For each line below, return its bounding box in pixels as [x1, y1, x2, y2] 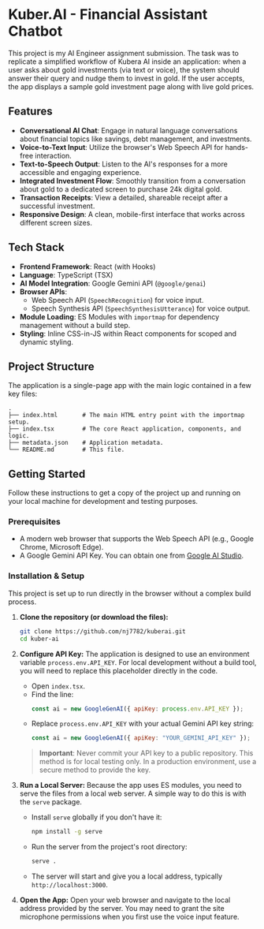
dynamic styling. [19, 337, 73, 346]
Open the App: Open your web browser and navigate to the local [19, 895, 231, 905]
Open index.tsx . [31, 681, 85, 691]
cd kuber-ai [19, 635, 59, 643]
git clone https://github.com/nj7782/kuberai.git [19, 627, 187, 636]
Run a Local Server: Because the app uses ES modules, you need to [19, 781, 242, 790]
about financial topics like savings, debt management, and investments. [19, 134, 252, 144]
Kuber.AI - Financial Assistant [8, 6, 208, 24]
